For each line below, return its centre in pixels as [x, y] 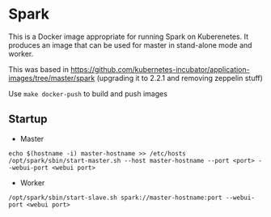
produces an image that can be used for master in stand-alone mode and [130, 45]
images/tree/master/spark [52, 78]
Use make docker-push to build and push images [88, 93]
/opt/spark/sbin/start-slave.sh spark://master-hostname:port [115, 198]
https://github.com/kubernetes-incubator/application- [160, 69]
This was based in [38, 69]
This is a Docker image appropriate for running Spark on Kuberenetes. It [129, 36]
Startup [28, 119]
